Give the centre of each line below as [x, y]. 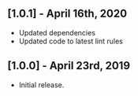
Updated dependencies [57, 32]
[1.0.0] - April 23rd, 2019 [69, 66]
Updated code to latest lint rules [71, 41]
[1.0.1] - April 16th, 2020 [67, 14]
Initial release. [41, 85]
